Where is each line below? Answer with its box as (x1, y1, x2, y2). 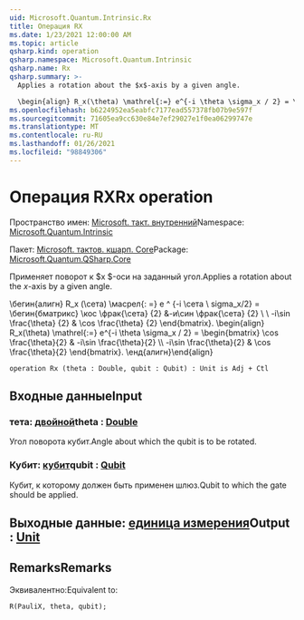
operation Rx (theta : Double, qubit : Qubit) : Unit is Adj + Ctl (9, 363, 270, 373)
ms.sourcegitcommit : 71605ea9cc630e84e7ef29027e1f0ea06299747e (9, 114, 253, 123)
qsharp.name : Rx (9, 64, 71, 73)
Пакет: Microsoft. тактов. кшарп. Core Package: (9, 244, 188, 255)
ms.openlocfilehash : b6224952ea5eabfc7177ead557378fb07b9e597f (9, 105, 253, 114)
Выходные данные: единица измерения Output (9, 516, 290, 531)
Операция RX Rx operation (9, 187, 214, 207)
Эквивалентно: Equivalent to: (9, 584, 119, 595)
